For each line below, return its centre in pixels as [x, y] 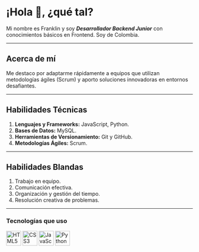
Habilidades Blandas [45, 167]
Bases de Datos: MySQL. [46, 130]
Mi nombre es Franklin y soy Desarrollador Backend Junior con [84, 28]
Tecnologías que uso [37, 221]
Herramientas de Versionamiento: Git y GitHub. [74, 137]
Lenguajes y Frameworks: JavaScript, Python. [72, 124]
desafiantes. [21, 86]
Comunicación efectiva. [44, 188]
